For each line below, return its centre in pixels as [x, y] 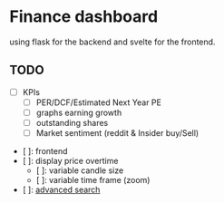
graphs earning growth [79, 112]
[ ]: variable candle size [80, 170]
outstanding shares [72, 122]
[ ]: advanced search [61, 190]
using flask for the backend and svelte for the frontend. [112, 42]
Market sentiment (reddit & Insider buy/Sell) [117, 133]
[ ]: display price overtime [70, 161]
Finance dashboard [84, 17]
